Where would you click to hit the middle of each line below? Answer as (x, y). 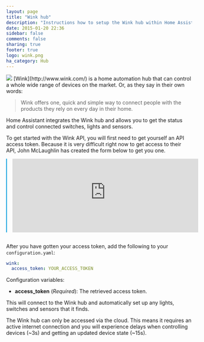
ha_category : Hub (27, 61)
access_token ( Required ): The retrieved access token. (81, 291)
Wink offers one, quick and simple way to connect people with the (101, 102)
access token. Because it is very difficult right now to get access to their (94, 144)
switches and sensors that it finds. (48, 309)
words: (14, 91)
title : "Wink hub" (29, 17)
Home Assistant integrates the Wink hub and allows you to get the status (94, 120)
